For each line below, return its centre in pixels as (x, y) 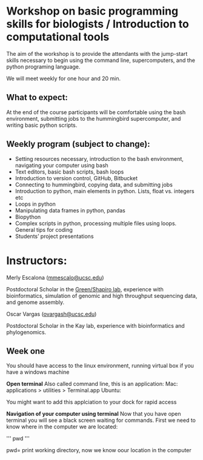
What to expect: (37, 97)
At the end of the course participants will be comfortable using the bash (96, 112)
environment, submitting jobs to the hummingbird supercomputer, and (94, 118)
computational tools (58, 37)
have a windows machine (38, 372)
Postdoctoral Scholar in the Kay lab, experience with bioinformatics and (95, 325)
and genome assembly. (35, 302)
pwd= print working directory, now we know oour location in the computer (99, 450)
